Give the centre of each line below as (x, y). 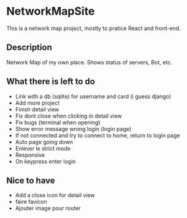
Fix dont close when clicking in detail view (69, 116)
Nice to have (31, 180)
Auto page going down (44, 141)
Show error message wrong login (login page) (73, 129)
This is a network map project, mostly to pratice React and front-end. (93, 28)
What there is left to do (51, 82)
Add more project (37, 103)
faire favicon (31, 202)
